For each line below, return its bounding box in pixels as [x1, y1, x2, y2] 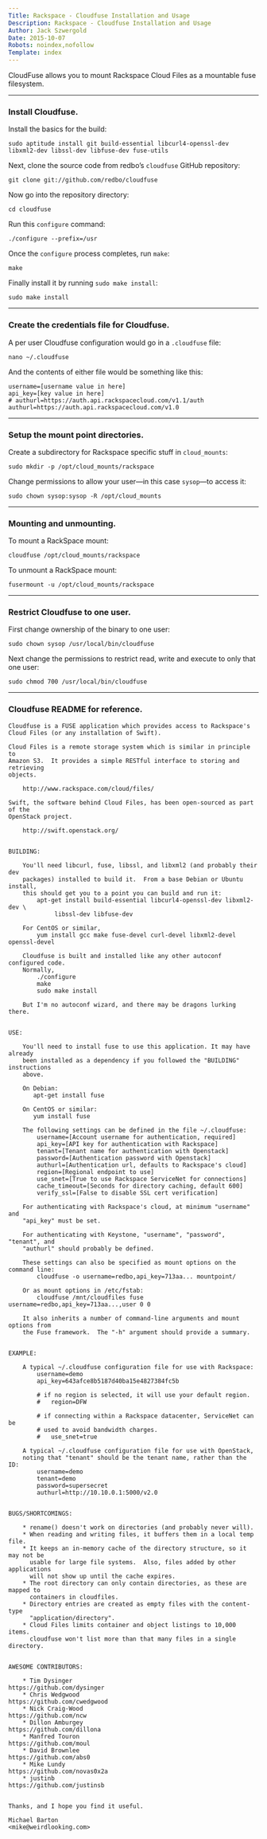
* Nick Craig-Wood [22, 1704, 83, 1712]
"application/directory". [29, 1614, 115, 1622]
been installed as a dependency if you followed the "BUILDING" [22, 1056, 240, 1064]
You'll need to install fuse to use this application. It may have [22, 1043, 250, 1051]
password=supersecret [37, 1481, 109, 1489]
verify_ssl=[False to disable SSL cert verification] [37, 1188, 219, 1197]
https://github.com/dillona [8, 1725, 102, 1733]
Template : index [8, 49, 62, 57]
